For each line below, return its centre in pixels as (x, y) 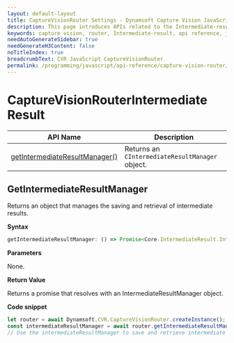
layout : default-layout (42, 14)
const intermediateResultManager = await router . (81, 326)
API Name (64, 137)
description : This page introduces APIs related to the (90, 26)
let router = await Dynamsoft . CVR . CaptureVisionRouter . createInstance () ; (117, 320)
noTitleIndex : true (36, 53)
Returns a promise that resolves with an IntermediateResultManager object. (115, 294)
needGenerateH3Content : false (51, 46)
